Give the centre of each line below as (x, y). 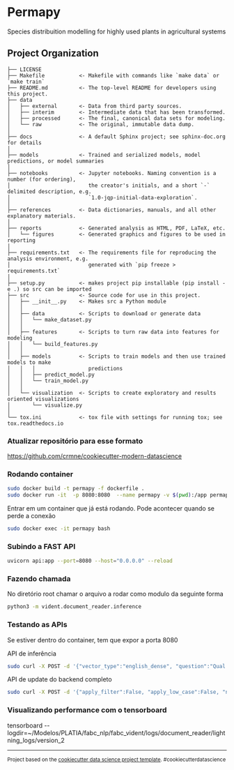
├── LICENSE (24, 69)
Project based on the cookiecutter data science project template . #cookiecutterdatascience (117, 760)
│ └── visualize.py (45, 405)
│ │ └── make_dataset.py (49, 319)
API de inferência (32, 654)
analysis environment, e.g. (48, 259)
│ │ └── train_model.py (48, 381)
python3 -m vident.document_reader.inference (74, 607)
